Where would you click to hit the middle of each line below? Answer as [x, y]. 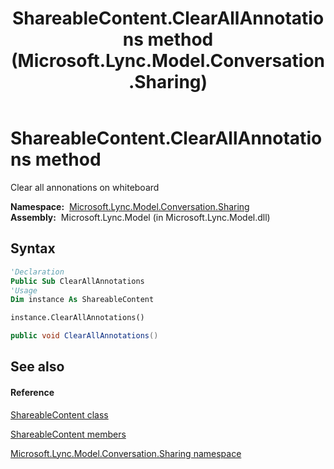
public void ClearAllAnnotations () [84, 336]
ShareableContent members [68, 434]
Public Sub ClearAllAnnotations [77, 281]
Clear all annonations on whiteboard [85, 187]
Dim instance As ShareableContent [82, 300]
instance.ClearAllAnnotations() [77, 318]
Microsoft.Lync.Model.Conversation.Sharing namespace [126, 453]
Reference [32, 392]
